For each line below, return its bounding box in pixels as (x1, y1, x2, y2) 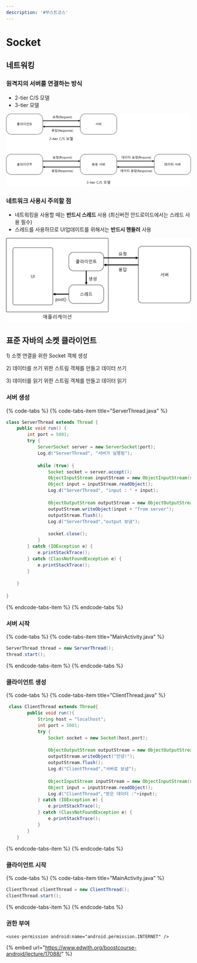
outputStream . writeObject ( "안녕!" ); (47, 753, 135, 759)
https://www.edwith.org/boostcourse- (45, 944, 137, 951)
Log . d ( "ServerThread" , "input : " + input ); (47, 487, 159, 494)
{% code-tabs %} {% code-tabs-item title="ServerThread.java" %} (6, 407, 168, 414)
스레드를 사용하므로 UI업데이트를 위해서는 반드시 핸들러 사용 (14, 226, 151, 233)
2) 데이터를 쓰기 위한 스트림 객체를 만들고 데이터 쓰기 (6, 365, 127, 372)
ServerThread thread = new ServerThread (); (6, 645, 114, 652)
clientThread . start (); (6, 892, 62, 899)
